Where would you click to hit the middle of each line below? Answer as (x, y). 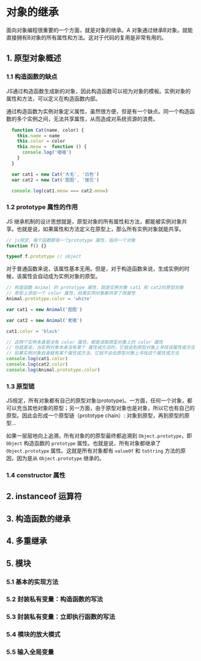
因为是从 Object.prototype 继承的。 (60, 458)
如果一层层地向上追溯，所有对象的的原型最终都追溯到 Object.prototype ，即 (99, 436)
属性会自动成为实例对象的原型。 (61, 276)
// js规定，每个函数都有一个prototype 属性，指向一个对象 (71, 240)
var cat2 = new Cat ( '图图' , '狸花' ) (56, 180)
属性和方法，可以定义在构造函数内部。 (53, 98)
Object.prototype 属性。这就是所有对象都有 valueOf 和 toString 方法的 (93, 451)
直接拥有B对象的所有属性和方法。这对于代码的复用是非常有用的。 (87, 37)
